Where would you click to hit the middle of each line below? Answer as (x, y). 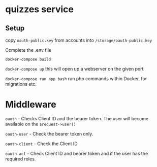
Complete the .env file (28, 50)
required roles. (21, 159)
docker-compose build (28, 59)
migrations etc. (21, 84)
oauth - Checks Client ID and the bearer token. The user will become (77, 118)
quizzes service (39, 9)
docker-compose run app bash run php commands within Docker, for (76, 79)
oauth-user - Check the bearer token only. (49, 133)
